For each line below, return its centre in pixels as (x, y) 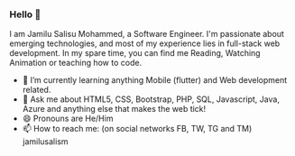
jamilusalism (46, 142)
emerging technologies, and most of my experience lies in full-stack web (145, 43)
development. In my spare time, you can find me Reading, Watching (135, 53)
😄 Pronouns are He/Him (68, 119)
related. (37, 90)
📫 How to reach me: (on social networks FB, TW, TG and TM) (137, 129)
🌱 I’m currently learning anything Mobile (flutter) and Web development (155, 80)
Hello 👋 (25, 14)
